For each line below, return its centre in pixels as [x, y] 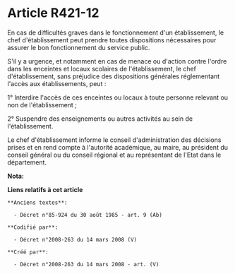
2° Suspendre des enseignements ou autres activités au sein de [100, 119]
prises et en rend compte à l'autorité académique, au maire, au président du [117, 147]
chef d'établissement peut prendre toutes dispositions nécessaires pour [112, 40]
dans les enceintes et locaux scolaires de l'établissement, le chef [102, 68]
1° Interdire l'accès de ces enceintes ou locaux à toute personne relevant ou [117, 97]
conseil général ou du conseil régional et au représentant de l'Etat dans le [114, 155]
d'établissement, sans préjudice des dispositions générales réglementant [114, 76]
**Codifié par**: [33, 227]
